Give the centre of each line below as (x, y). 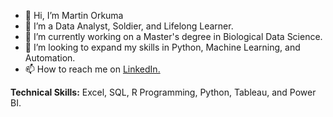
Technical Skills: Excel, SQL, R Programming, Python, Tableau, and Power (163, 92)
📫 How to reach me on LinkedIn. (92, 69)
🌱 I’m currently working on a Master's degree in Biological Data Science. (173, 36)
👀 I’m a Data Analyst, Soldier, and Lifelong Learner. (129, 26)
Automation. (50, 58)
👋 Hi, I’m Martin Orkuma (74, 15)
